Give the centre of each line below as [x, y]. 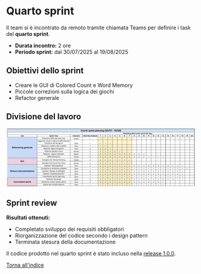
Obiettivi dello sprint [45, 71]
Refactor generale [37, 98]
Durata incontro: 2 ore [43, 45]
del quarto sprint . [28, 34]
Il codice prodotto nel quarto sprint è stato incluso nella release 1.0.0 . [91, 253]
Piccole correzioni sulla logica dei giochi [65, 92]
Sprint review [32, 203]
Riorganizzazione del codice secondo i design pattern [81, 235]
